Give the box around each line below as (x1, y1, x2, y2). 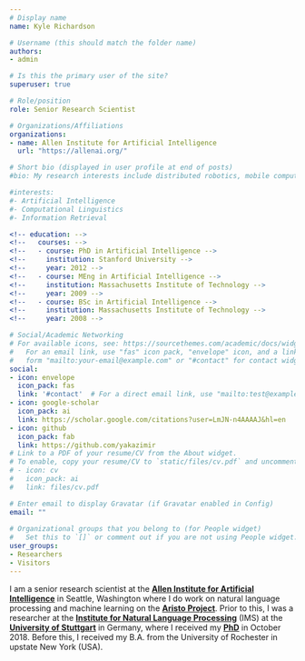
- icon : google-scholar (9, 398, 100, 407)
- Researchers (9, 550, 64, 559)
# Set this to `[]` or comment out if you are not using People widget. (9, 533, 299, 542)
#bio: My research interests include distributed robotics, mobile (9, 172, 271, 181)
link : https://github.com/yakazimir (17, 440, 156, 450)
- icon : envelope (9, 373, 75, 382)
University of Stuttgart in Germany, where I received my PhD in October (9, 622, 281, 633)
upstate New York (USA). (9, 641, 103, 652)
